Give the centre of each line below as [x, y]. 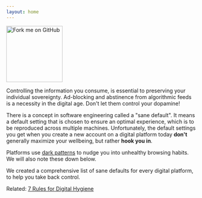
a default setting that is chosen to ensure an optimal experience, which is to [100, 121]
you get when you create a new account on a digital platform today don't [97, 134]
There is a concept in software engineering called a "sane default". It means [101, 115]
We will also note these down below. [51, 159]
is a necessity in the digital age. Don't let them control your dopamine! [93, 103]
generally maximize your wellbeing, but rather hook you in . [79, 141]
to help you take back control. [43, 177]
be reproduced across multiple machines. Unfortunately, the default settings [101, 128]
